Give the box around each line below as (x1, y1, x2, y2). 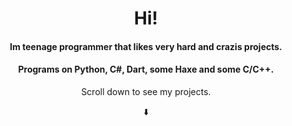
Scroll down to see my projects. (81, 85, 211, 97)
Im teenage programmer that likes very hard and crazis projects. (9, 40, 283, 52)
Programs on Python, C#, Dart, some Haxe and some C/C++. (17, 63, 275, 76)
